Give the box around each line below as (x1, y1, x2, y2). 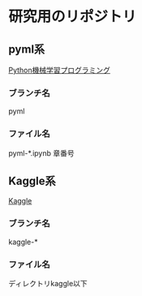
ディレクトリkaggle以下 (8, 279, 88, 288)
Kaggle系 (8, 174, 57, 187)
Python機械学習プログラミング (8, 66, 111, 75)
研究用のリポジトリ (8, 7, 137, 26)
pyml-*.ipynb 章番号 (8, 148, 75, 158)
